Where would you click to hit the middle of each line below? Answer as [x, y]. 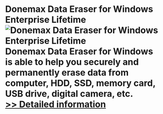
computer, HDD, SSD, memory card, [80, 83]
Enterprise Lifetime [46, 20]
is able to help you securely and [72, 62]
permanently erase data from [67, 73]
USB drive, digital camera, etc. [69, 94]
